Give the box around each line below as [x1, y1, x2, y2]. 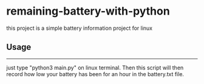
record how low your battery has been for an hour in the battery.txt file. [6, 70, 184, 77]
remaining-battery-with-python [6, 4, 170, 18]
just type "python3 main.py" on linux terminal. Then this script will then [6, 64, 184, 71]
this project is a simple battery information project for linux [6, 24, 153, 32]
